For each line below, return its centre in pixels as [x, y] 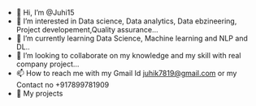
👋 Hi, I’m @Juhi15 [45, 13]
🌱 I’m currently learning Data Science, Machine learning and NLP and [132, 38]
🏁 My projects [39, 93]
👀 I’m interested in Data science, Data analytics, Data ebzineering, [126, 21]
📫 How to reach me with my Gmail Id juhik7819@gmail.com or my [126, 73]
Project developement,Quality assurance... [87, 30]
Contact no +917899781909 [63, 85]
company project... [48, 64]
